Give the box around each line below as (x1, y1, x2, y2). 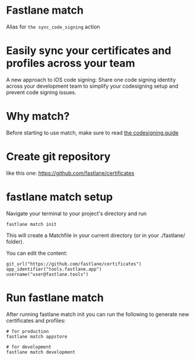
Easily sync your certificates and (6, 44, 172, 57)
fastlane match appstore (6, 333, 68, 340)
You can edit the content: (6, 250, 68, 257)
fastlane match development (6, 349, 76, 355)
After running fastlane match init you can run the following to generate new (6, 311, 190, 318)
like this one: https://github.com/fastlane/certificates (6, 170, 135, 177)
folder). (6, 238, 24, 245)
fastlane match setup (6, 190, 113, 203)
